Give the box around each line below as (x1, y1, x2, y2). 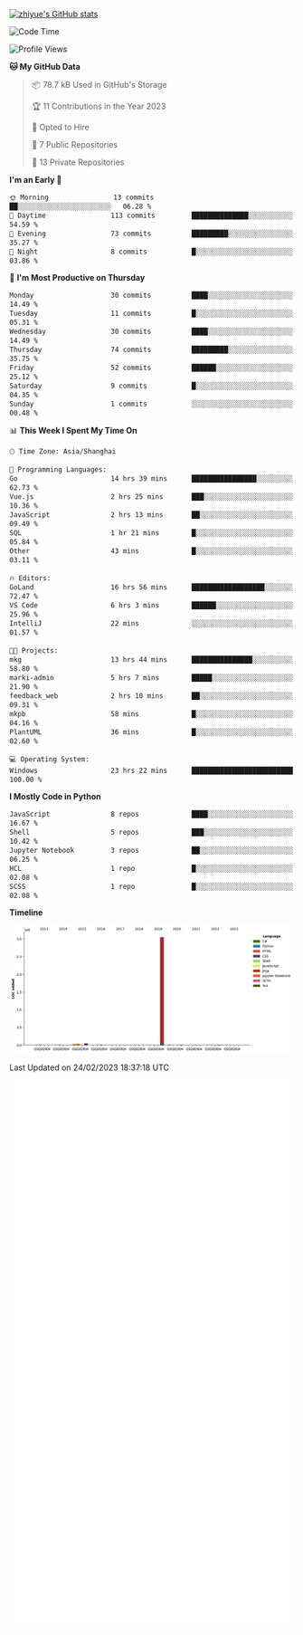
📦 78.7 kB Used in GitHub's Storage (31, 80, 167, 90)
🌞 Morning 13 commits (9, 193, 155, 202)
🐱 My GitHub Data (9, 62, 81, 72)
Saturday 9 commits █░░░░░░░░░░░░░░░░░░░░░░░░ (9, 381, 294, 390)
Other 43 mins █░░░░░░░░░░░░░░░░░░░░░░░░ (9, 547, 294, 556)
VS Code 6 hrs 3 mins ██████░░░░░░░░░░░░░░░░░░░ (9, 601, 294, 610)
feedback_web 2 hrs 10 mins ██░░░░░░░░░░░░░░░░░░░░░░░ (9, 692, 294, 701)
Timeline (9, 907, 43, 918)
